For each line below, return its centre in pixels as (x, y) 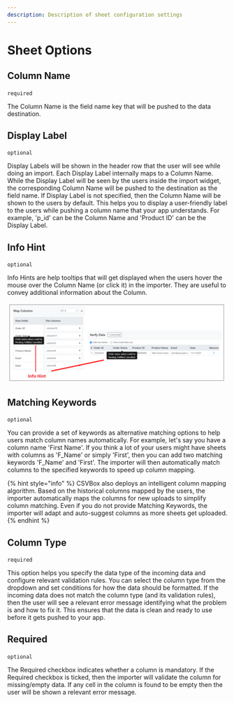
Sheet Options (50, 50)
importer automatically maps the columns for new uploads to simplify (107, 498)
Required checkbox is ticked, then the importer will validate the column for (114, 677)
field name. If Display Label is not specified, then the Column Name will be (114, 196)
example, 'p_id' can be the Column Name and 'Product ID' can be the (107, 218)
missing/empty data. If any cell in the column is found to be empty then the (115, 684)
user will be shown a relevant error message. (72, 692)
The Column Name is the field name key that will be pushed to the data (109, 106)
